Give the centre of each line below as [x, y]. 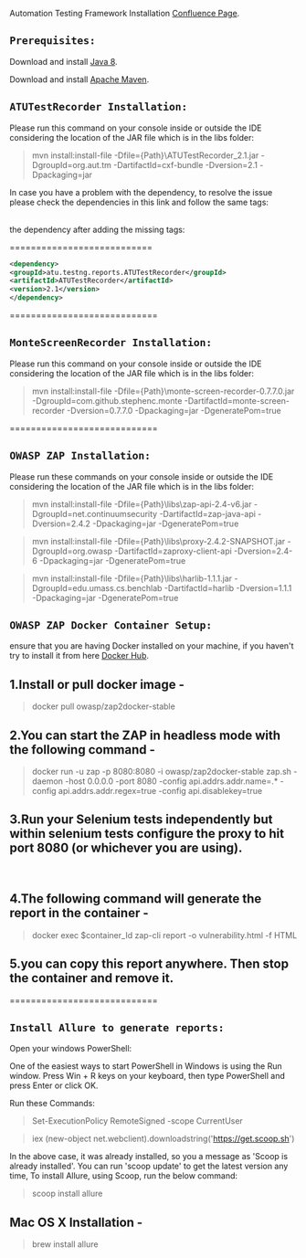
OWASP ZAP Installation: [80, 456]
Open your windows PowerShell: [71, 1049]
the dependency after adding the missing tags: [97, 229]
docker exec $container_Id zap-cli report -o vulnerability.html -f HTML [164, 935]
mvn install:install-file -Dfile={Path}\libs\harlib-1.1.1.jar [132, 578]
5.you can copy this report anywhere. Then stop [149, 964]
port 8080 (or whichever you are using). [126, 848]
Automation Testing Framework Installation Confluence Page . [125, 13]
